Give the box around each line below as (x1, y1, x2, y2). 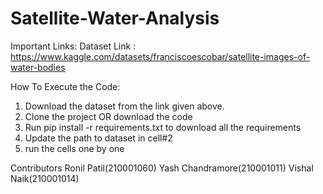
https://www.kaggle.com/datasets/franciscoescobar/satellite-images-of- (10, 50, 311, 62)
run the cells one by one (24, 142, 125, 154)
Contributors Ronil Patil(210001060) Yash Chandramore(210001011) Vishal (10, 162, 314, 174)
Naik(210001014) (10, 172, 80, 184)
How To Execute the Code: (10, 80, 121, 92)
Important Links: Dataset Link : (10, 40, 137, 52)
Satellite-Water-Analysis (10, 7, 220, 30)
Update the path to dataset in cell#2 (24, 132, 173, 144)
